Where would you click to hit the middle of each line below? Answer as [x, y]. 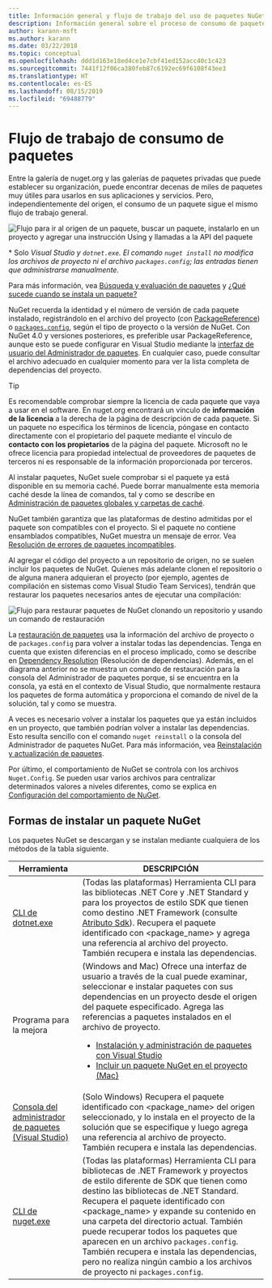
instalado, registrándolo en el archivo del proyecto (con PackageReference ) [134, 319]
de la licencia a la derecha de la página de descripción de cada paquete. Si [134, 419]
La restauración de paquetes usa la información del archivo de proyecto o [132, 635]
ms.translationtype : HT [49, 76]
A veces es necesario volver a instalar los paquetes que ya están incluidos [133, 719]
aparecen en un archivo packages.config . [160, 1241]
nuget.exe [32, 1221]
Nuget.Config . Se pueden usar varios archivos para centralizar [112, 778]
